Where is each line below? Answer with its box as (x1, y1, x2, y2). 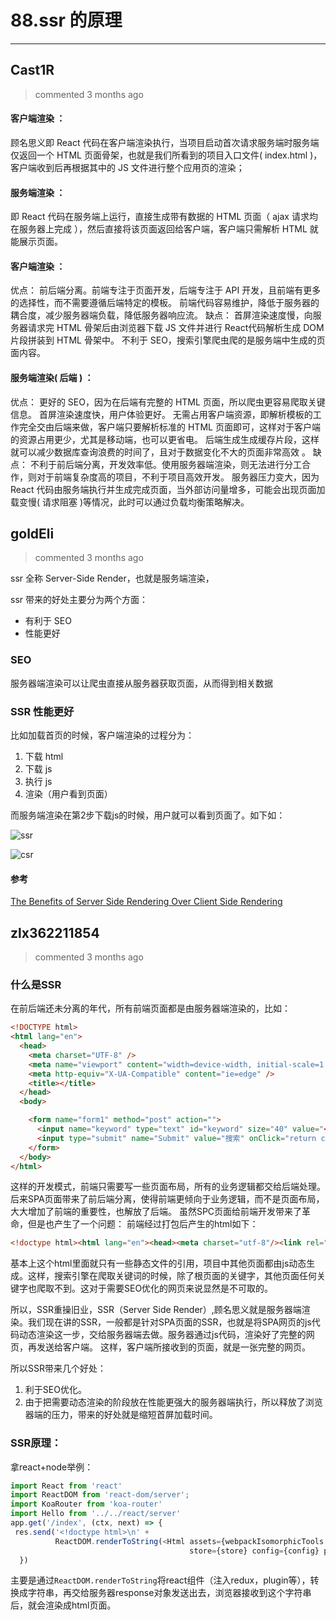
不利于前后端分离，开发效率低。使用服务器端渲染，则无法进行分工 (29, 458, 302, 470)
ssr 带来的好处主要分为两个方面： (10, 594, 148, 606)
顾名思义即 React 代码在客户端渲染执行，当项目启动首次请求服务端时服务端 (10, 136, 320, 148)
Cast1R (10, 62, 55, 79)
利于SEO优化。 (24, 1384, 87, 1396)
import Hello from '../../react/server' (10, 1509, 182, 1519)
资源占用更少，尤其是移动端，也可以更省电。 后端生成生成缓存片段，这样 (18, 433, 320, 445)
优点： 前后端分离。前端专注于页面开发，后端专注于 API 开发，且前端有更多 (10, 284, 322, 296)
